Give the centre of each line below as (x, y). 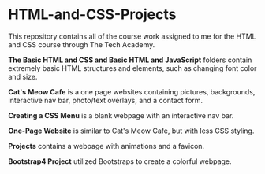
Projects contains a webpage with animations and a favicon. (106, 146)
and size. (23, 76)
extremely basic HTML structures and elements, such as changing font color (132, 68)
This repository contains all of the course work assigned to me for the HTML (132, 36)
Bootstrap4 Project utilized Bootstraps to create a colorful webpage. (120, 161)
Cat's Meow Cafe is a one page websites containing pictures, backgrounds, (132, 91)
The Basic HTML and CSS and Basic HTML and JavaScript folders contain (130, 60)
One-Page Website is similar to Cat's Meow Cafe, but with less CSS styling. (131, 131)
